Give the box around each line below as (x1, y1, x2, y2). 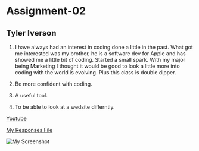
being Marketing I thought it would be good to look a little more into (14, 62, 180, 70)
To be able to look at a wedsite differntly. (14, 103, 115, 111)
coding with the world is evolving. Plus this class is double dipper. (14, 69, 176, 75)
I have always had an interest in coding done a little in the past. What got (14, 43, 194, 51)
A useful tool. (14, 92, 48, 99)
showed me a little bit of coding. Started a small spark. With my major (14, 56, 186, 63)
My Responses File (6, 127, 53, 133)
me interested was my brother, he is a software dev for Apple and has (14, 50, 186, 57)
